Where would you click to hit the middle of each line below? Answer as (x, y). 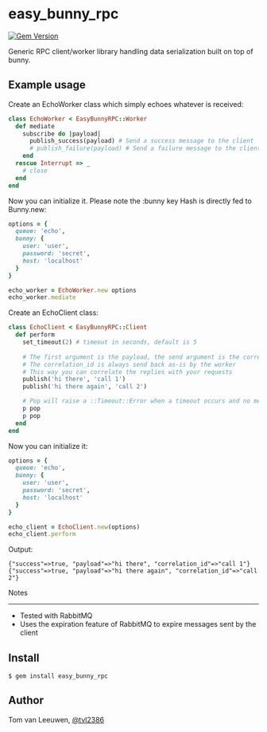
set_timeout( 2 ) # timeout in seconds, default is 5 (110, 342)
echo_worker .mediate (43, 297)
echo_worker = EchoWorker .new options (72, 290)
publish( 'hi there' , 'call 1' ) (74, 380)
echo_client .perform (43, 534)
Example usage (47, 85)
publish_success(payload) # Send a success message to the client (141, 141)
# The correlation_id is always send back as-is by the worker (130, 364)
